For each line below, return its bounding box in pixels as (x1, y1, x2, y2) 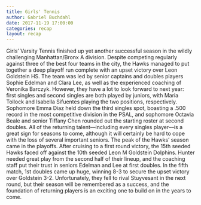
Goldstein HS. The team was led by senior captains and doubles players (6, 73, 184, 80)
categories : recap (6, 25, 52, 32)
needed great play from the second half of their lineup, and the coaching (6, 155, 185, 163)
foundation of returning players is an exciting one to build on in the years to (6, 187, 191, 194)
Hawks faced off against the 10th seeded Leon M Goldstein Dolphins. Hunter (6, 149, 195, 156)
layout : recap (6, 31, 42, 37)
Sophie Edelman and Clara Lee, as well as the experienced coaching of (6, 79, 181, 87)
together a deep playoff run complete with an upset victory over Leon (6, 66, 178, 74)
